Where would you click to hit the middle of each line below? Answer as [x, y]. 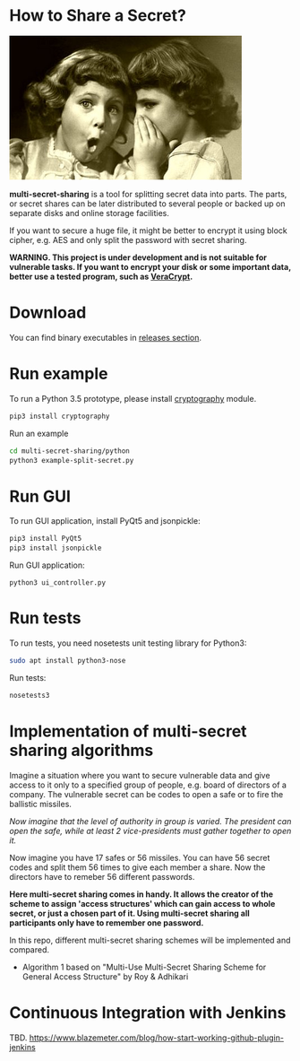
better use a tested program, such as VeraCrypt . [101, 276]
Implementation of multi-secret [129, 731]
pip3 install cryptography [60, 416]
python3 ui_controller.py [57, 583]
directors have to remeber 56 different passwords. [102, 876]
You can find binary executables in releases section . [106, 337]
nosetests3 [30, 695]
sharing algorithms [81, 751]
